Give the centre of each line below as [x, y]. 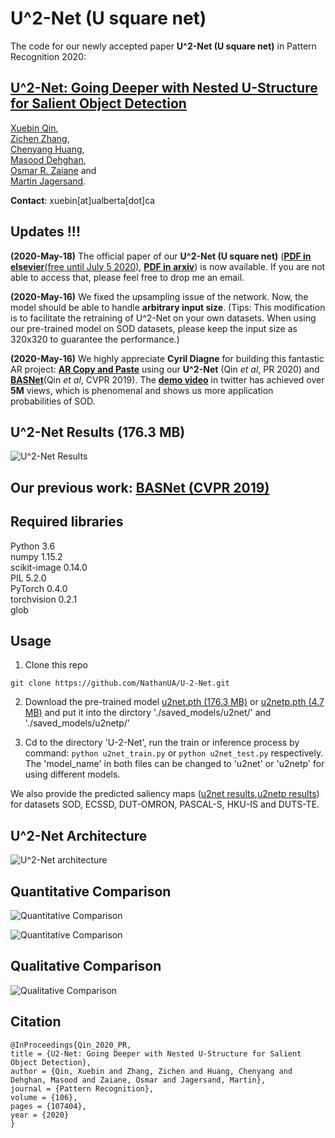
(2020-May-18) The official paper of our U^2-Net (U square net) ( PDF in [161, 256]
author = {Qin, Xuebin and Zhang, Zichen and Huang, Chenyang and [151, 1071]
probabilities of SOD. [53, 401]
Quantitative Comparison [91, 891]
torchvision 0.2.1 [44, 599]
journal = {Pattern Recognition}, [82, 1088]
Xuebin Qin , [34, 128]
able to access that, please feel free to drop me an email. [127, 277]
